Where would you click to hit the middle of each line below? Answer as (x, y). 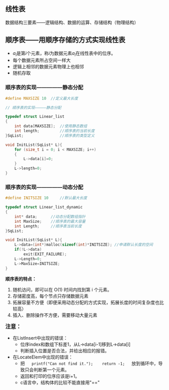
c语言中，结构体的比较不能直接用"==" (60, 382)
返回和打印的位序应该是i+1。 (50, 376)
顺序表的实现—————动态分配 (44, 187)
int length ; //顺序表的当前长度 (55, 131)
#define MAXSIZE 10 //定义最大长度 (42, 98)
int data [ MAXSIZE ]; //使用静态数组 (51, 126)
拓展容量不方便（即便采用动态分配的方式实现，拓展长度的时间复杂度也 (86, 302)
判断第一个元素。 (52, 370)
